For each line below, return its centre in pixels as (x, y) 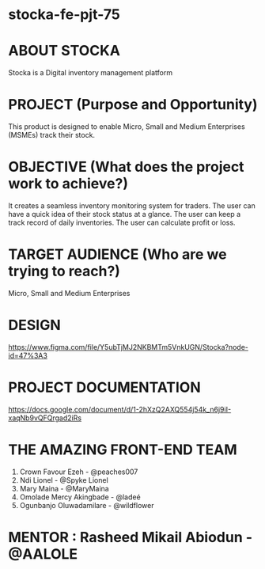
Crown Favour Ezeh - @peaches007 (79, 472)
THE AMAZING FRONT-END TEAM (123, 450)
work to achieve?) (68, 184)
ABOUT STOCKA (64, 51)
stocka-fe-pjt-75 (64, 15)
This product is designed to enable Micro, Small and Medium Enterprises (127, 127)
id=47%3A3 (28, 355)
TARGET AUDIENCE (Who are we (117, 254)
